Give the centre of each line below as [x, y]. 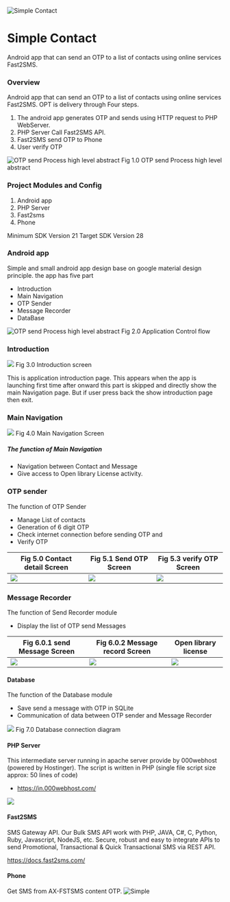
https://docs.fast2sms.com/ [46, 860]
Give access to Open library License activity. [80, 474]
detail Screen [46, 567]
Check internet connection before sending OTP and [90, 534]
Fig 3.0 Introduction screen [54, 365]
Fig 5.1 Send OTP [119, 558]
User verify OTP [40, 147]
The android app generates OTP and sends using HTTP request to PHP [117, 118]
